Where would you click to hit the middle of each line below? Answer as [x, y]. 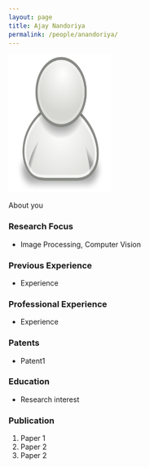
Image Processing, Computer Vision [80, 244]
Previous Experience [50, 265]
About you [26, 205]
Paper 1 [33, 439]
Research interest [50, 399]
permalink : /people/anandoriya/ [63, 34]
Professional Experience [58, 303]
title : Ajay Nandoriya [47, 26]
